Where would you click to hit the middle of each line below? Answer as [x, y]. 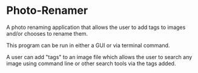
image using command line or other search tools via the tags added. [91, 63]
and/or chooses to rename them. [47, 33]
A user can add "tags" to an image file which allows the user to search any [99, 57]
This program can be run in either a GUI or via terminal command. [88, 45]
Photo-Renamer [47, 11]
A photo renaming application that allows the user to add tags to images [96, 27]
